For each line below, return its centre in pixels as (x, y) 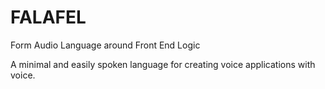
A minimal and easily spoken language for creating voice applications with (163, 64)
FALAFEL (48, 17)
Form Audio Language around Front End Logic (105, 45)
